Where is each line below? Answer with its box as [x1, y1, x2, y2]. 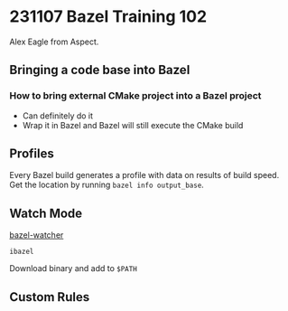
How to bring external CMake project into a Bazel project [9, 90, 262, 102]
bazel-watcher [9, 230, 64, 240]
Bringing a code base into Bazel [9, 62, 190, 78]
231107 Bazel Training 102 [9, 6, 208, 27]
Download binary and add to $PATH [9, 263, 137, 274]
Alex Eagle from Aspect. [9, 36, 99, 47]
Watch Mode [9, 205, 83, 221]
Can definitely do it [22, 110, 93, 121]
